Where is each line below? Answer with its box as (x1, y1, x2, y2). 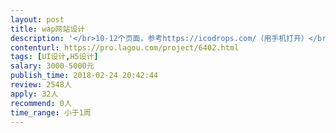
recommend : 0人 (10, 98, 72, 108)
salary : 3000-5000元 (10, 61, 95, 71)
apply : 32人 (10, 89, 59, 99)
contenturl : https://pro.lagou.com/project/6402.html (10, 42, 240, 53)
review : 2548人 (10, 80, 72, 90)
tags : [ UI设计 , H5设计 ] (10, 52, 99, 62)
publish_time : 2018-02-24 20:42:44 (10, 71, 159, 81)
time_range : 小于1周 (10, 107, 92, 118)
